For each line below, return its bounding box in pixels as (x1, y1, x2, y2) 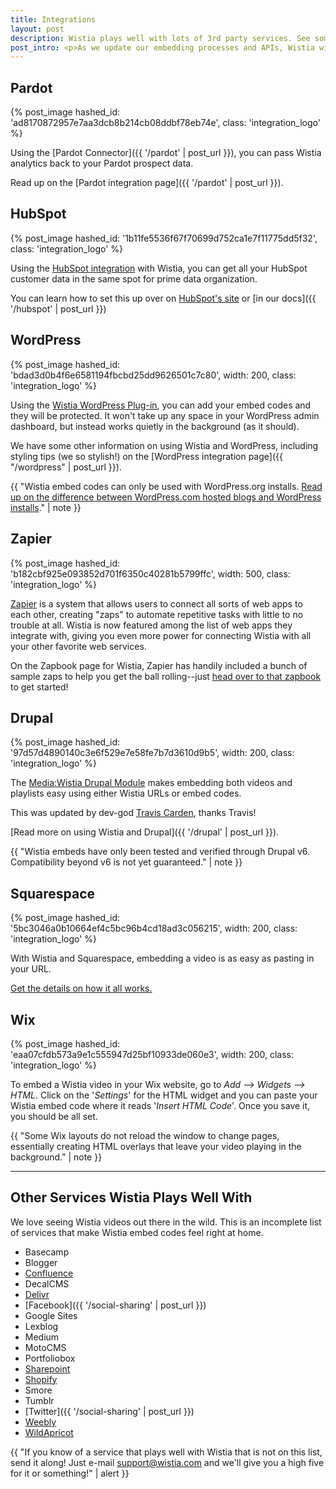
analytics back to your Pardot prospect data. (10, 157, 194, 170)
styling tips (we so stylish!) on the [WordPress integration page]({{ (10, 450, 283, 462)
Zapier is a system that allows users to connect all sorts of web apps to (10, 597, 303, 610)
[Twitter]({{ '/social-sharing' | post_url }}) (24, 1405, 195, 1417)
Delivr (24, 1288, 50, 1300)
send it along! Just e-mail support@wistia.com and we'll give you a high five (10, 1456, 325, 1468)
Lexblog (24, 1320, 59, 1332)
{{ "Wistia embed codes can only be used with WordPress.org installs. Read (10, 480, 323, 492)
